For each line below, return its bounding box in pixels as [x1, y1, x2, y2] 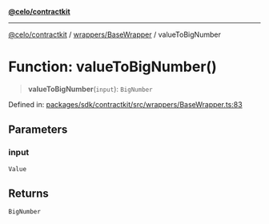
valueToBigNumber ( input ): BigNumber [27, 84, 154, 94]
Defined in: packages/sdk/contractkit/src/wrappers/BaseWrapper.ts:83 [8, 99, 243, 109]
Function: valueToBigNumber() [8, 58, 218, 76]
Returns [8, 187, 50, 201]
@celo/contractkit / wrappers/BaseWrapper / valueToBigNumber [8, 30, 222, 39]
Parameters [8, 123, 68, 137]
